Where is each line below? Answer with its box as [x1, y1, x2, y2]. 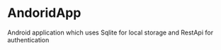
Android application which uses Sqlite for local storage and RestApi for [7, 28, 214, 37]
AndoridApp [7, 5, 81, 21]
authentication [7, 35, 50, 44]
